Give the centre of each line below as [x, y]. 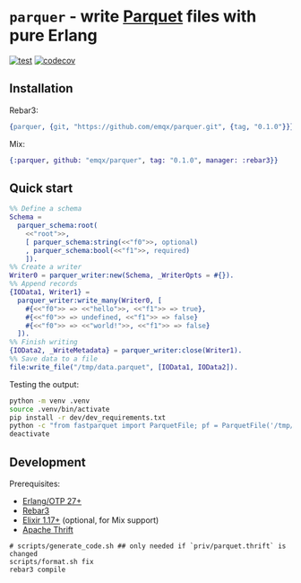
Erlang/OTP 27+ [52, 501]
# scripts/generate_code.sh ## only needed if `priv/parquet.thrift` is [148, 546]
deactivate [30, 434]
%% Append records [43, 284]
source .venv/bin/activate [60, 409]
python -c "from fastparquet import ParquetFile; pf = [114, 426]
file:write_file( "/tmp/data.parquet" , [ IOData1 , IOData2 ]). [124, 367]
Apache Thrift [47, 530]
